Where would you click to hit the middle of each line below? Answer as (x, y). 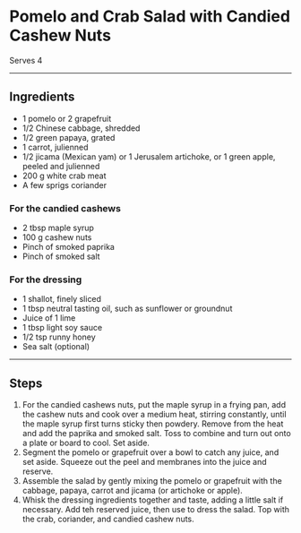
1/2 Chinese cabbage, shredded (81, 128)
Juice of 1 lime (49, 318)
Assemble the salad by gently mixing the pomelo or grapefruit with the (152, 481)
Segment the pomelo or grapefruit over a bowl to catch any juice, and (150, 452)
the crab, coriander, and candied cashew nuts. (108, 519)
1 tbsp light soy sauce (62, 328)
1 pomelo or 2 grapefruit (67, 118)
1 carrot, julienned (55, 147)
